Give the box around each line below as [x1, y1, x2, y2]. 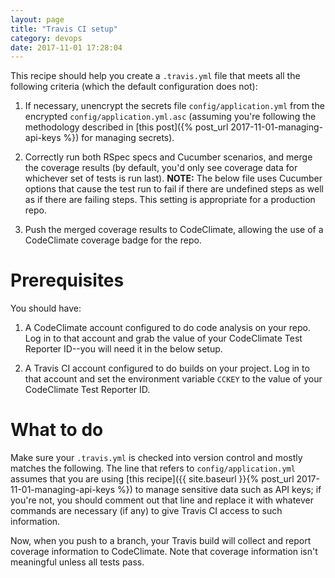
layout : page [10, 14, 65, 25]
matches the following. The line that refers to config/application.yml [10, 462, 296, 475]
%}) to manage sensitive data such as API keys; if [117, 484, 322, 496]
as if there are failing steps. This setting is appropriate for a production [24, 194, 316, 206]
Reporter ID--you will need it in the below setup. [24, 343, 223, 355]
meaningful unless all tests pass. [10, 556, 145, 568]
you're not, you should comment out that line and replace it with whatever [10, 494, 314, 506]
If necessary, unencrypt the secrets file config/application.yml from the [24, 100, 325, 112]
